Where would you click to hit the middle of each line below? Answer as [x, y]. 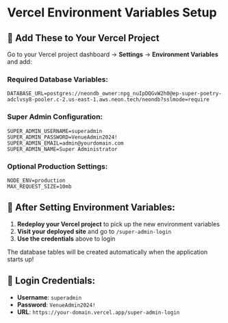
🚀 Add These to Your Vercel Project [83, 38]
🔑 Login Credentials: [51, 281]
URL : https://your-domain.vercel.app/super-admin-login [98, 312]
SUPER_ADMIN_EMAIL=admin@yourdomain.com [66, 143]
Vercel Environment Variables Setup [112, 13]
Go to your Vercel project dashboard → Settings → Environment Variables [113, 54]
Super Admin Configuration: [55, 117]
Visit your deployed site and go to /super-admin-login [94, 231]
